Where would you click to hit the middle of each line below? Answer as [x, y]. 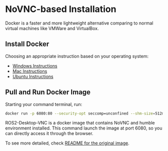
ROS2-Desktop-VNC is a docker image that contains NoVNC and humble [80, 123]
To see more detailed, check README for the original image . [67, 143]
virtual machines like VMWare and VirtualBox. [52, 28]
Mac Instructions [30, 71]
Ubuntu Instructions [33, 76]
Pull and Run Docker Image [48, 92]
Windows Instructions [35, 65]
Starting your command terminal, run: [44, 104]
